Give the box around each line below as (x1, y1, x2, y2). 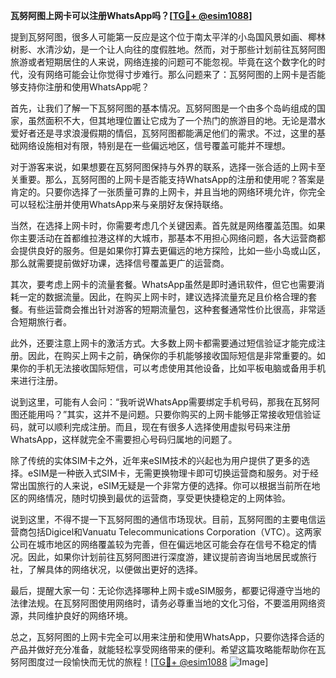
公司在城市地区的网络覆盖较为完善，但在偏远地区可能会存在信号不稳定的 (10, 539, 308, 550)
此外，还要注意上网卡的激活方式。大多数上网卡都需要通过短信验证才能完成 (10, 337, 317, 349)
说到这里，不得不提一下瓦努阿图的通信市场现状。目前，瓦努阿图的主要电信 (10, 514, 317, 525)
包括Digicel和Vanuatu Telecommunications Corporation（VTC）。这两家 (27, 526, 322, 538)
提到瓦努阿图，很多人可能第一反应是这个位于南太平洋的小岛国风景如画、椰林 (10, 31, 326, 43)
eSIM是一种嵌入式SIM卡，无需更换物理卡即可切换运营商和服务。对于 (27, 467, 310, 479)
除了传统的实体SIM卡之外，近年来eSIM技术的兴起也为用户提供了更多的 (10, 455, 302, 466)
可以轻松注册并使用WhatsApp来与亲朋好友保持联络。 (10, 199, 229, 210)
